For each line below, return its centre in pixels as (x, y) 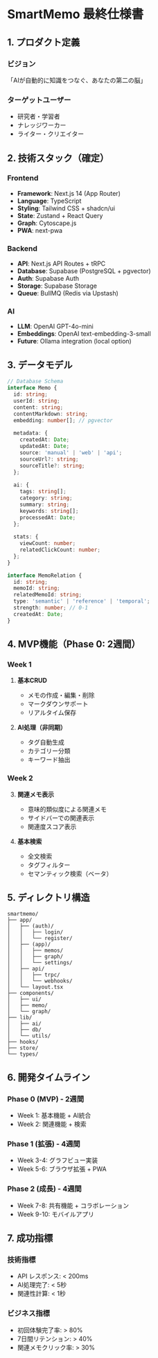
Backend (23, 248)
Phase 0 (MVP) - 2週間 (46, 1099)
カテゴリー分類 (49, 751)
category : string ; (46, 498)
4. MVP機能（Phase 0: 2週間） (74, 644)
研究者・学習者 (38, 116)
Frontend (23, 178)
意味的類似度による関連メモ (67, 809)
